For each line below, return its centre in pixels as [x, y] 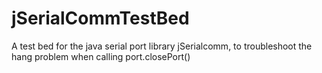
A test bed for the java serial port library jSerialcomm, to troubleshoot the [162, 46]
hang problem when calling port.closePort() [101, 56]
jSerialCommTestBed [100, 18]
